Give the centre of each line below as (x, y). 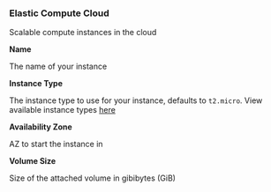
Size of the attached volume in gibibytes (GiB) (93, 178)
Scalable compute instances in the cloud (83, 33)
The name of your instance (58, 66)
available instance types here (63, 110)
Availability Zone (41, 127)
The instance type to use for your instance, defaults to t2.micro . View (136, 100)
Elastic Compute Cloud (60, 13)
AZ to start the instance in (56, 144)
